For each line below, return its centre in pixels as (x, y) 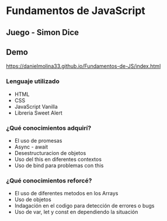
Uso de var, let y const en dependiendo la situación (76, 212)
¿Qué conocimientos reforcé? (49, 181)
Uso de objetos (33, 199)
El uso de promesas (38, 140)
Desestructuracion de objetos (50, 153)
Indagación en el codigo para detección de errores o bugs (84, 206)
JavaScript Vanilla (36, 106)
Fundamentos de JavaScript (76, 11)
